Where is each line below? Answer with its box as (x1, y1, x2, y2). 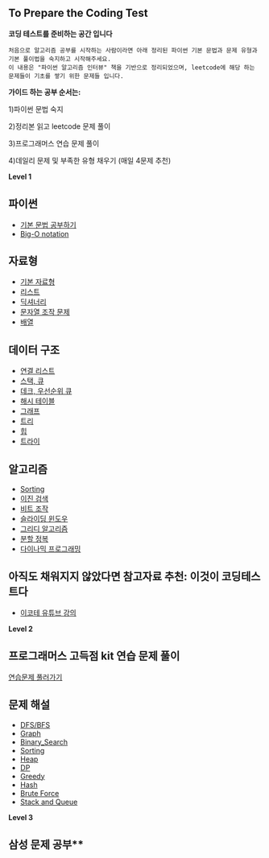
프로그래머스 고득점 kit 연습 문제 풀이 (8, 650, 180, 663)
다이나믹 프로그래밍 (19, 544, 81, 554)
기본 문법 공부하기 (19, 220, 77, 229)
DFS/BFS (19, 720, 51, 729)
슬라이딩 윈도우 (19, 514, 68, 524)
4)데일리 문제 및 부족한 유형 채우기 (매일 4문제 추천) (8, 155, 172, 165)
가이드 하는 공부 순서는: (8, 87, 81, 97)
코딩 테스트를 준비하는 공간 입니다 (8, 28, 113, 39)
